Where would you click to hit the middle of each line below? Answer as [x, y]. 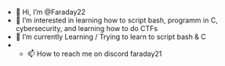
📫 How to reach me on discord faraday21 [94, 54]
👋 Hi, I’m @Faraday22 [51, 12]
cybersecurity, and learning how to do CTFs [87, 28]
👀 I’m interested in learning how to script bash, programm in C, [116, 20]
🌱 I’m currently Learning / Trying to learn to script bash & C [111, 36]
